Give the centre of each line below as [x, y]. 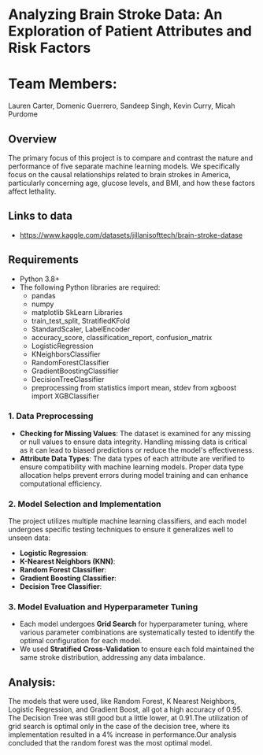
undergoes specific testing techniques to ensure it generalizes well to [121, 530]
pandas [44, 295]
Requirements [43, 260]
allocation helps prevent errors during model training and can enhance [134, 475]
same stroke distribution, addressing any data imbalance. [113, 657]
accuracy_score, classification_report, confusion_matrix [122, 337]
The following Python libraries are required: [90, 287]
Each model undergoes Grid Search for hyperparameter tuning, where [133, 624]
